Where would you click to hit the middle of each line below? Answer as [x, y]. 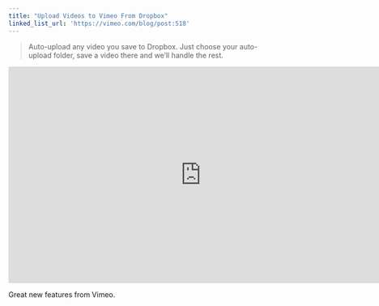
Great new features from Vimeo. [62, 294]
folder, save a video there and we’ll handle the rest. [138, 55]
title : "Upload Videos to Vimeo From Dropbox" [88, 16]
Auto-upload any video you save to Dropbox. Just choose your [133, 46]
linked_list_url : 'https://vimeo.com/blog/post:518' [99, 23]
